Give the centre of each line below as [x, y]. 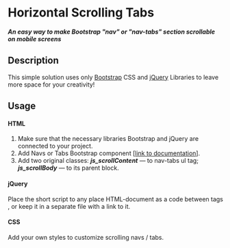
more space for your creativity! [51, 84]
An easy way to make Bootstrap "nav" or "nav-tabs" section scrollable [112, 32]
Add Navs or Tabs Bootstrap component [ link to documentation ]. [109, 153]
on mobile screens [35, 38]
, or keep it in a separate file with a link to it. [69, 206]
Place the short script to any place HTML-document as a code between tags [116, 199]
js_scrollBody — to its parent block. [68, 168]
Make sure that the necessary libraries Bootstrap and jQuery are [108, 139]
